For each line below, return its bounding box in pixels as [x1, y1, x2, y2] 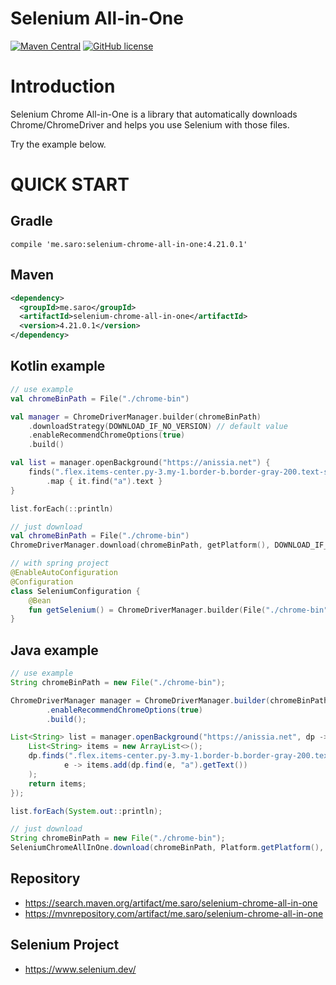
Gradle [10, 213, 53, 230]
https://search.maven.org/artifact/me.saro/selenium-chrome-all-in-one [24, 897, 318, 909]
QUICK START [10, 173, 130, 196]
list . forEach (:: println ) [10, 503, 114, 514]
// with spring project [10, 558, 110, 569]
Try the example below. [10, 138, 107, 150]
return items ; [28, 778, 87, 789]
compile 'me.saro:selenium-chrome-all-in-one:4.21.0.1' [10, 239, 248, 249]
